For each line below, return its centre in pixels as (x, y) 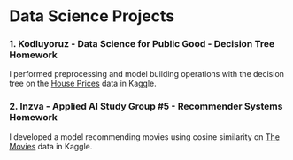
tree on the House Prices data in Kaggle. (83, 84)
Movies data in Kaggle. (51, 146)
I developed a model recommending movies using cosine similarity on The (145, 137)
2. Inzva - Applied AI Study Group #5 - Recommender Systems (146, 106)
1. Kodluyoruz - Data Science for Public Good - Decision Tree (142, 44)
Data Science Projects (92, 16)
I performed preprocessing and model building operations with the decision (147, 74)
